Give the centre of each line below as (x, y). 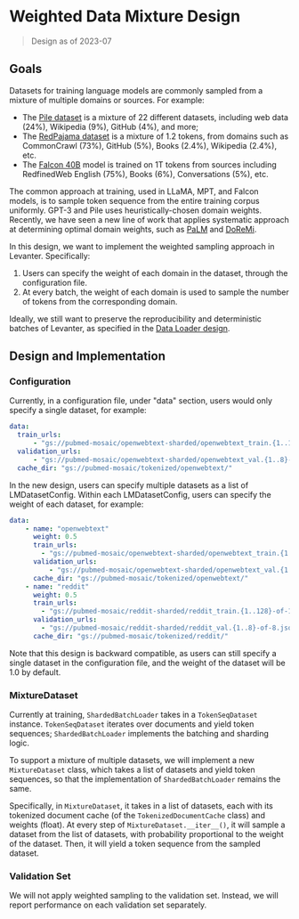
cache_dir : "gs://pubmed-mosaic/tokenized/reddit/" (130, 636)
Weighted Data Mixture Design (125, 16)
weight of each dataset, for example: (77, 504)
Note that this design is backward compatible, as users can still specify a (143, 653)
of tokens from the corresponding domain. (100, 301)
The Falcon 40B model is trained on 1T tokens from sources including (149, 164)
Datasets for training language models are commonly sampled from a (136, 90)
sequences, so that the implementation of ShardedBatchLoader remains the (145, 779)
